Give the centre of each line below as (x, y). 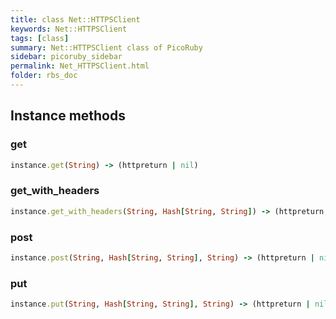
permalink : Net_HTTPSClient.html (80, 66)
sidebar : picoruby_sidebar (66, 57)
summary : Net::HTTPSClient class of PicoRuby (106, 47)
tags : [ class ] (40, 38)
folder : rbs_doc (44, 76)
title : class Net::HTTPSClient (75, 19)
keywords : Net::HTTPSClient (69, 29)
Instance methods (68, 116)
